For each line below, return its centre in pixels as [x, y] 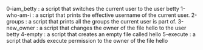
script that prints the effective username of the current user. [115, 15]
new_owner [21, 28]
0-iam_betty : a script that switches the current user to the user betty [93, 9]
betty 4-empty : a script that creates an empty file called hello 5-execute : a [101, 34]
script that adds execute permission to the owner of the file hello [87, 41]
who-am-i [19, 15]
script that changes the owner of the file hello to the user [115, 28]
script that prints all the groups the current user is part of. [105, 21]
